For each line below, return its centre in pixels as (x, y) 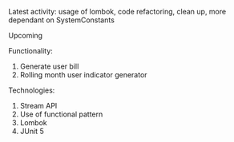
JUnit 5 (32, 131)
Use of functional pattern (61, 114)
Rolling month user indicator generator (83, 75)
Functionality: (31, 51)
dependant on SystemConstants (61, 20)
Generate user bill (49, 66)
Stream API (38, 106)
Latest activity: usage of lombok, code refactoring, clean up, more (117, 12)
